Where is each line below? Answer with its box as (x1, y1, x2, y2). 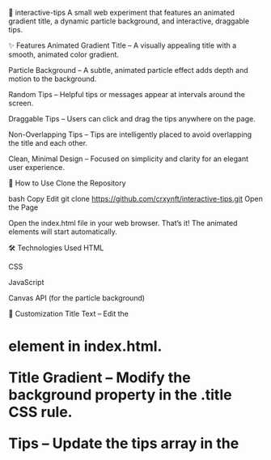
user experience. (8, 163, 65, 172)
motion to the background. (8, 74, 97, 83)
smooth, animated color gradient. (8, 49, 120, 59)
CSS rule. (8, 403, 73, 421)
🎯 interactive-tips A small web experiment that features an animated (8, 8, 235, 17)
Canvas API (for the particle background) (8, 293, 146, 303)
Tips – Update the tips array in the (8, 434, 239, 453)
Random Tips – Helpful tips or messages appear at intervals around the (8, 90, 245, 99)
